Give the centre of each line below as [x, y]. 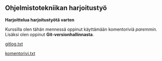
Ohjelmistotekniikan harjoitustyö [56, 8]
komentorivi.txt [20, 53]
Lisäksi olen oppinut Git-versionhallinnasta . [50, 34]
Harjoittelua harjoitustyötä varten [40, 20]
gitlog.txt [14, 44]
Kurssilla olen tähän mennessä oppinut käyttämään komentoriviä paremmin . [81, 29]
